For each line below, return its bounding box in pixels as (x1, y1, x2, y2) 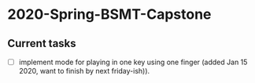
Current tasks (7, 37, 76, 50)
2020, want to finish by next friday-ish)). (18, 67, 150, 76)
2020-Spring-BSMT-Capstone (7, 5, 212, 23)
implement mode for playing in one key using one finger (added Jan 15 (18, 57, 248, 67)
